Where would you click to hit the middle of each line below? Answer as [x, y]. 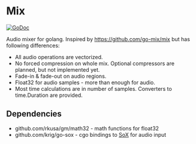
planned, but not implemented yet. [57, 69]
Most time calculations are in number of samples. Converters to [93, 88]
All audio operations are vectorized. [59, 57]
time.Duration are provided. [49, 95]
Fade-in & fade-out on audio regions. [61, 76]
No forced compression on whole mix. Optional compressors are [95, 63]
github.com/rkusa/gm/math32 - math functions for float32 [87, 128]
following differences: [33, 45]
